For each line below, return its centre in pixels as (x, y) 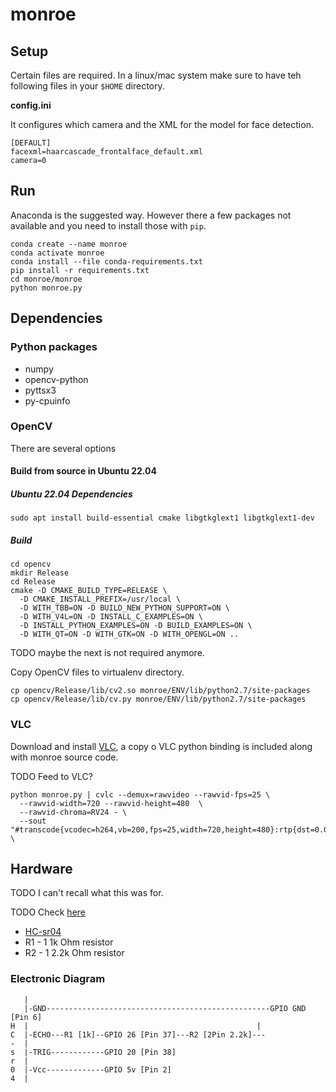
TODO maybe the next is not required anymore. (107, 653)
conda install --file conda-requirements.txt (106, 261)
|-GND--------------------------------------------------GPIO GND (165, 1008)
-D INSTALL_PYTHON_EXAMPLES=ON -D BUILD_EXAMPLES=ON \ (136, 626)
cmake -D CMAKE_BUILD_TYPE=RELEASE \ (89, 591)
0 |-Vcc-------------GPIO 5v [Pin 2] (91, 1069)
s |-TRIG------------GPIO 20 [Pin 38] (93, 1052)
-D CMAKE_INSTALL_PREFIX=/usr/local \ (100, 599)
